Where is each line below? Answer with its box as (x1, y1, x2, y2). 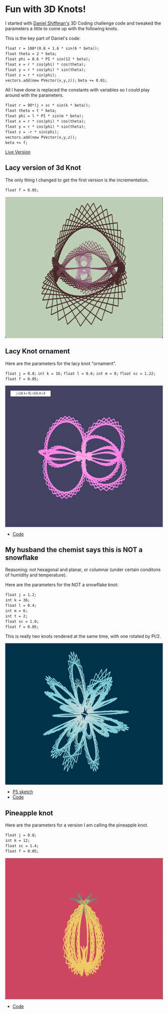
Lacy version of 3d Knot (5, 163, 81, 172)
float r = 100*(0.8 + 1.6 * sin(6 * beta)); (5, 46, 99, 51)
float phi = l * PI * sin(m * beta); (5, 113, 84, 119)
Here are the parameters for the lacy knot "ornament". (5, 360, 116, 366)
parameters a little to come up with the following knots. (5, 25, 118, 31)
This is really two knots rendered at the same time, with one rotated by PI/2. (5, 633, 161, 639)
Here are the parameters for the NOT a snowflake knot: (5, 582, 119, 588)
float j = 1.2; (5, 592, 37, 598)
